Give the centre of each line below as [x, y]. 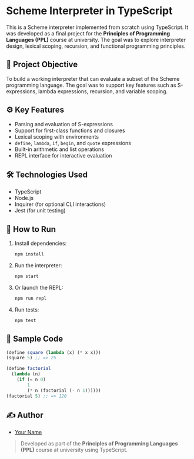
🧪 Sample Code [35, 339]
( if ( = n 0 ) [31, 379]
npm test [25, 320]
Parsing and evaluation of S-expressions [64, 124]
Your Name [28, 432]
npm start [27, 276]
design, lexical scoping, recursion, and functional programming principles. [96, 46]
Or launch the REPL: [39, 287]
